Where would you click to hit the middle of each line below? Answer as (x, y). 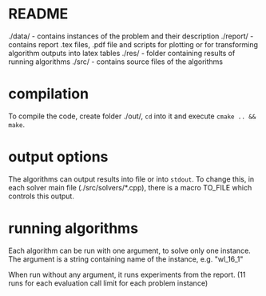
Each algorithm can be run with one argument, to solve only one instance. (130, 250)
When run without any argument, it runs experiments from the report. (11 (127, 274)
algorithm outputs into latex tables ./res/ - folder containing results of (122, 53)
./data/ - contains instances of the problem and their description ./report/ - (131, 36)
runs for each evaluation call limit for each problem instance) (108, 283)
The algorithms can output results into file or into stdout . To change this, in (131, 179)
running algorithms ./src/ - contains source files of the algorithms (116, 62)
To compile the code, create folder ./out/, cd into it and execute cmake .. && (132, 116)
